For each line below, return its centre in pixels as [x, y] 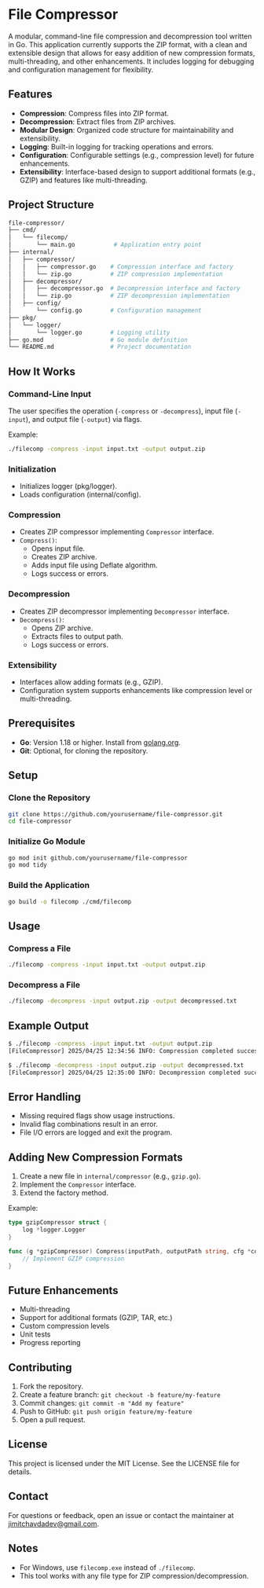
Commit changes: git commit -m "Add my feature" [102, 1403]
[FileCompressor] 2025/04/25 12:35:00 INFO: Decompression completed [125, 1073]
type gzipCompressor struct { [58, 1223]
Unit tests [35, 1334]
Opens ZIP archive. [62, 628]
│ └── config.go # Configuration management [105, 311]
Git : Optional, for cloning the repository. [84, 750]
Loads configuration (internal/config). [80, 495]
